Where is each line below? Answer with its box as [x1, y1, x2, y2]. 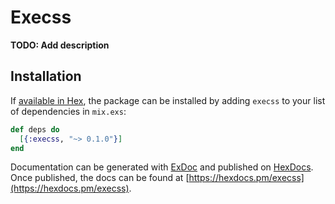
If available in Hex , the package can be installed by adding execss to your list [10, 94, 326, 106]
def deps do [10, 124, 60, 135]
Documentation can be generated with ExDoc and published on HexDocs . [10, 161, 314, 173]
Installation [10, 68, 82, 85]
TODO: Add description [10, 39, 110, 51]
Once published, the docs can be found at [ [10, 172, 190, 184]
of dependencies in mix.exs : [10, 105, 127, 117]
